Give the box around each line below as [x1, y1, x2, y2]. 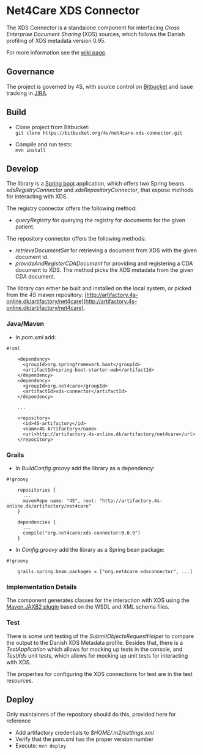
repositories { [17, 487, 56, 493]
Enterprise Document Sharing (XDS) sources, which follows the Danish [6, 30, 185, 37]
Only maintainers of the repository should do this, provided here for [6, 711, 176, 718]
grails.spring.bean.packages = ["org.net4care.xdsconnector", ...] [17, 568, 193, 574]
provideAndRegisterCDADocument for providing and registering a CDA [15, 260, 193, 267]
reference [6, 717, 31, 724]
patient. [15, 223, 35, 230]
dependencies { [17, 519, 56, 525]
